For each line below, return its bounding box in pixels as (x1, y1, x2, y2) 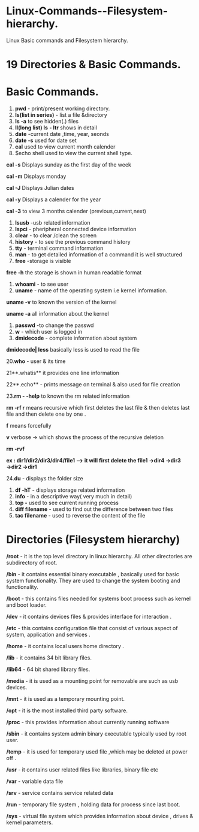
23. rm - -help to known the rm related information (6, 392, 130, 400)
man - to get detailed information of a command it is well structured (14, 251, 183, 258)
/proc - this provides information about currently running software (6, 719, 170, 725)
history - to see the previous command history (14, 238, 131, 246)
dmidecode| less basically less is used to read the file (6, 346, 140, 353)
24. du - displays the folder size (6, 475, 83, 482)
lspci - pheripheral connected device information (14, 226, 137, 233)
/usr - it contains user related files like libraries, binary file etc (6, 766, 159, 773)
